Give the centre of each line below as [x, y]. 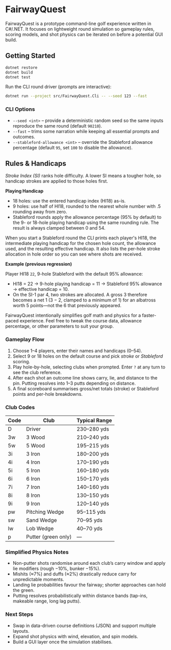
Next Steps [19, 614]
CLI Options [20, 109]
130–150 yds [93, 495]
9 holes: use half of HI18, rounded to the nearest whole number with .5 [87, 206]
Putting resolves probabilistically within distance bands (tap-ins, [80, 596]
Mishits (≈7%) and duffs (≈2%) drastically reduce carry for [75, 574]
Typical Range [94, 420]
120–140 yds [93, 504]
